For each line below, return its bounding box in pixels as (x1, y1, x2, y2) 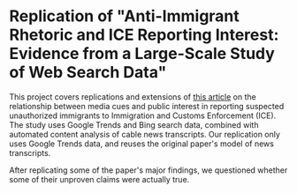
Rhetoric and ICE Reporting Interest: (9, 25, 279, 45)
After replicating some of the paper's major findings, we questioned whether (9, 165, 288, 175)
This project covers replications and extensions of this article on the (9, 91, 256, 102)
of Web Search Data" (9, 63, 167, 83)
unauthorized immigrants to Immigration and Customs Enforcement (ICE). (9, 110, 277, 121)
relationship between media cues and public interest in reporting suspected (9, 100, 285, 111)
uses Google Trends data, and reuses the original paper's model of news (9, 138, 274, 149)
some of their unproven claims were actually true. (9, 174, 190, 184)
